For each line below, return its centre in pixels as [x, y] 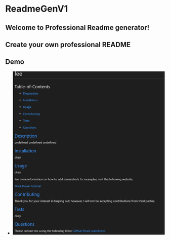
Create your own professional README [68, 44]
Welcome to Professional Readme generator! [77, 28]
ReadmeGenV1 [37, 9]
